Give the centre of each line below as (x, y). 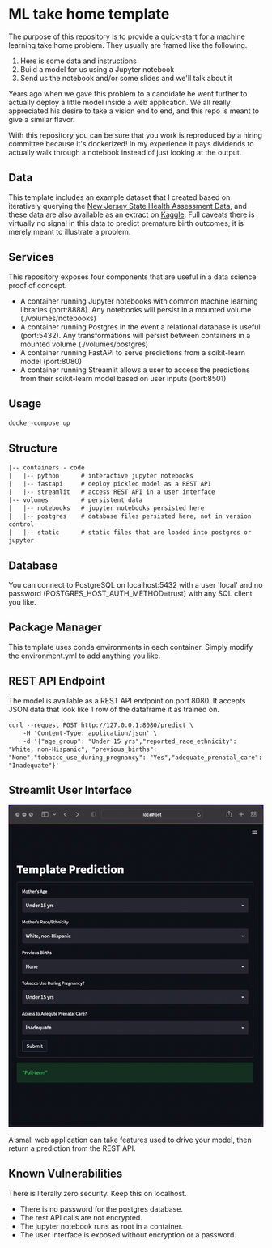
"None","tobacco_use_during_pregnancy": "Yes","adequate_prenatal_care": (136, 758)
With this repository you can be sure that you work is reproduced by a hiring (136, 135)
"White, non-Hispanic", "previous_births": (83, 749)
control (21, 524)
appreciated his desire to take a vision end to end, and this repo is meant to (134, 111)
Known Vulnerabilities (66, 1174)
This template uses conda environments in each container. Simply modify (131, 647)
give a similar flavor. (42, 119)
